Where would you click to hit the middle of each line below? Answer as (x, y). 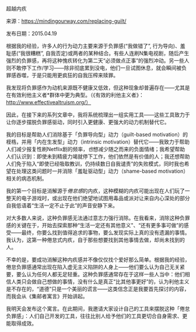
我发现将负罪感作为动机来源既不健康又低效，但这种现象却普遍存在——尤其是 (98, 88)
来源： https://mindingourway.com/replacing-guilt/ (66, 21)
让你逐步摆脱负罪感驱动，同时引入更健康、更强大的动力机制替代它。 (88, 122)
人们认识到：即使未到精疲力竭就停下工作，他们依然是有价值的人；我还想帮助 (98, 156)
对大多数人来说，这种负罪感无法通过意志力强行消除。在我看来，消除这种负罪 (98, 218)
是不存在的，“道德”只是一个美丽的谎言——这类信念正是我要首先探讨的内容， (98, 289)
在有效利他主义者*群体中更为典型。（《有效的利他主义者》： (75, 95)
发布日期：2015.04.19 (32, 33)
